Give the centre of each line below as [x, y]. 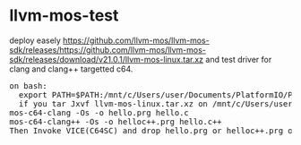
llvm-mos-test [64, 16]
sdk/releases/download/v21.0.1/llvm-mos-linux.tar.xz [107, 59]
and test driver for [239, 59]
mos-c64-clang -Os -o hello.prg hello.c [99, 112]
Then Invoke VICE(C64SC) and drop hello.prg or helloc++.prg [146, 130]
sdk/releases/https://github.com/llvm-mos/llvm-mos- [107, 49]
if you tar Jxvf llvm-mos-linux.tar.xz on [113, 103]
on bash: [28, 85]
